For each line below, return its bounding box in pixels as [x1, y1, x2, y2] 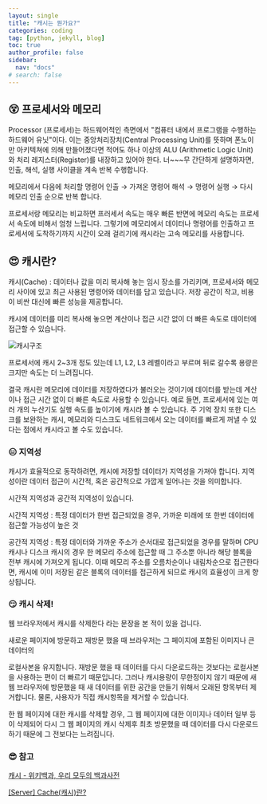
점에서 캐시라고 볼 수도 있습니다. [22, 424, 124, 435]
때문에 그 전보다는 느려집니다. [22, 729, 115, 739]
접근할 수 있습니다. [8, 324, 66, 333]
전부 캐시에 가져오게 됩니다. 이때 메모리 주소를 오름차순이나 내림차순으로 [8, 557, 232, 566]
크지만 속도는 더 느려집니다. [8, 368, 94, 377]
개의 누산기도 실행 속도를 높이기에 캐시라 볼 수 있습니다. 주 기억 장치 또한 [16, 404, 241, 415]
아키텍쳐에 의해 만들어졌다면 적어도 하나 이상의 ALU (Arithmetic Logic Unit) [16, 145, 253, 155]
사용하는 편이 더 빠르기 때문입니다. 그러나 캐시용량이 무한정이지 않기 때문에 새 [16, 672, 257, 682]
